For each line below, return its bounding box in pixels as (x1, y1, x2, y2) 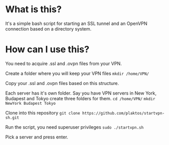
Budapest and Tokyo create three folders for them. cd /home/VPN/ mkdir (5, 95, 156, 101)
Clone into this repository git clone (5, 109, 80, 115)
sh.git (5, 115, 19, 120)
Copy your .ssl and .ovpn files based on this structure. (5, 80, 119, 86)
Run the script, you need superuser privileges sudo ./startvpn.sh (5, 124, 144, 130)
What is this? (5, 4, 62, 15)
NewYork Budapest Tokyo (5, 101, 56, 106)
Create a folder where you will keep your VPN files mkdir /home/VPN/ (5, 70, 149, 76)
